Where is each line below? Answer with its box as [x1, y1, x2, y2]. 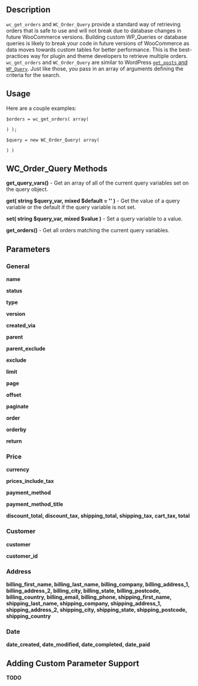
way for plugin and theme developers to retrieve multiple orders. [30, 52, 188, 59]
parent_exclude [6, 345, 46, 352]
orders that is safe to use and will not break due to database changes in [6, 27, 182, 34]
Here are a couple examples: [6, 104, 77, 112]
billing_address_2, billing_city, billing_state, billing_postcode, [6, 587, 161, 595]
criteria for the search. [6, 71, 61, 78]
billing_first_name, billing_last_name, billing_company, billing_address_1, [6, 581, 190, 588]
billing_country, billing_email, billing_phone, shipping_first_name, [6, 593, 172, 601]
